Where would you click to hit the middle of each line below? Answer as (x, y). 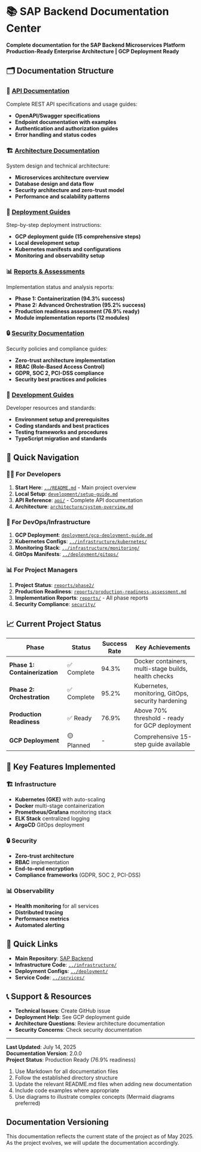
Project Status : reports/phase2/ (54, 585)
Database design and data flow (54, 184)
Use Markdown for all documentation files (66, 1071)
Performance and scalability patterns (62, 196)
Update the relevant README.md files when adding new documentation (103, 1084)
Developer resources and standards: (51, 408)
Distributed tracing (39, 913)
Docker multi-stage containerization (60, 806)
